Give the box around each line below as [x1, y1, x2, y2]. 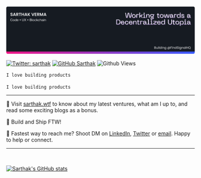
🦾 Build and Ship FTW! [6, 118, 62, 125]
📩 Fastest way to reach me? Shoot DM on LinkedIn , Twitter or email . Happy [6, 129, 191, 137]
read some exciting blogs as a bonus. [6, 106, 99, 114]
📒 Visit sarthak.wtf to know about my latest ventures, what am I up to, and [6, 100, 188, 107]
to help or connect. [6, 136, 53, 143]
